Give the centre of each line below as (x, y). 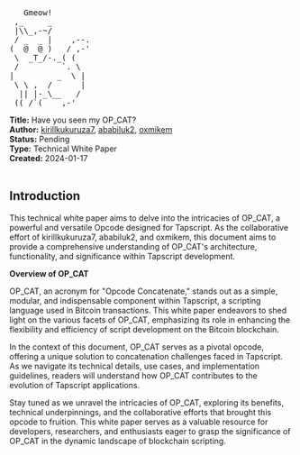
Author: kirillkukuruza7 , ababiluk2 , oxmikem (91, 129)
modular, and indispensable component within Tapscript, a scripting (135, 300)
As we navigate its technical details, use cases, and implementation (134, 366)
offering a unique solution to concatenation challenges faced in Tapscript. (146, 356)
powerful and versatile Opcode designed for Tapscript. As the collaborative (149, 227)
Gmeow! (38, 13)
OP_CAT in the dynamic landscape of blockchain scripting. (118, 441)
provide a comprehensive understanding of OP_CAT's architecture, (133, 246)
